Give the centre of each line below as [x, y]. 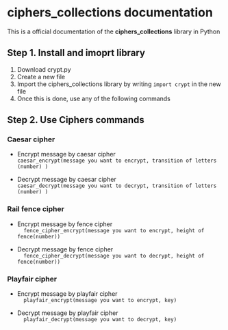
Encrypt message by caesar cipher [66, 154]
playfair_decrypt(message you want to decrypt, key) [100, 320]
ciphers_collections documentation [110, 13]
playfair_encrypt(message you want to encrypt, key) [100, 301]
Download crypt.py [44, 69]
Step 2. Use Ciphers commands [76, 120]
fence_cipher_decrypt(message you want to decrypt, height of [114, 256]
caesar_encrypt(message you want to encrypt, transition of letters [117, 161]
